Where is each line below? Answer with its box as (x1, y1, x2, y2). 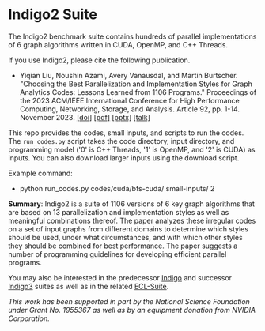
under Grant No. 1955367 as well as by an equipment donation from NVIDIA (8, 305, 256, 314)
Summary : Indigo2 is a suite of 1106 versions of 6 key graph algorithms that (8, 199, 256, 209)
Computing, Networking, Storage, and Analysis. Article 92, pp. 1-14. (19, 104, 240, 114)
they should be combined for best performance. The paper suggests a (8, 241, 238, 250)
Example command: (8, 168, 73, 178)
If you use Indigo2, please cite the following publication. (8, 55, 191, 65)
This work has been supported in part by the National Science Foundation (8, 296, 251, 306)
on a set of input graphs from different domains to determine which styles (8, 224, 249, 234)
